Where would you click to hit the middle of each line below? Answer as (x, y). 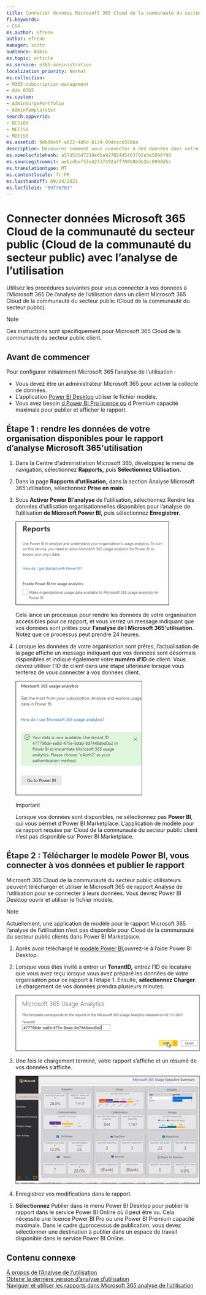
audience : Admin (27, 52)
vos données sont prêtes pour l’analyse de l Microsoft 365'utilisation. (105, 628)
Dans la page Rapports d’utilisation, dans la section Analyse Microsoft (105, 481)
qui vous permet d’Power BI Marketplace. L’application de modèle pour (105, 823)
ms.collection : (26, 78)
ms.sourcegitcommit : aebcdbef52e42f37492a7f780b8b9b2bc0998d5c (89, 162)
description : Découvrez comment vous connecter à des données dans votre (103, 149)
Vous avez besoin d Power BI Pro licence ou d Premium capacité (97, 403)
